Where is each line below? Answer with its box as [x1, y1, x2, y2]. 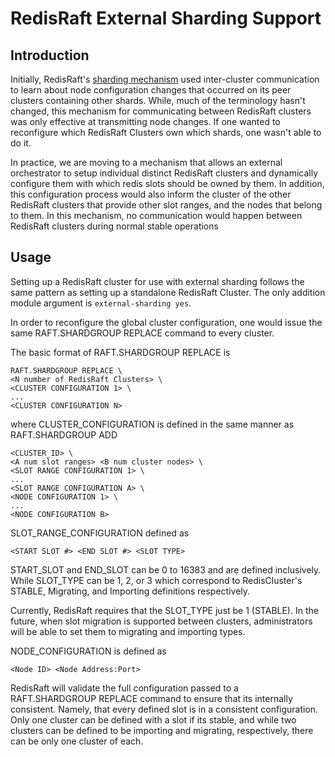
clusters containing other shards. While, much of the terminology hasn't [10, 95, 306, 106]
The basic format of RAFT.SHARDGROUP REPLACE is [10, 346, 231, 358]
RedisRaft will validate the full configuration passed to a [10, 682, 239, 694]
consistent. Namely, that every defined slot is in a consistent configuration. [10, 703, 319, 715]
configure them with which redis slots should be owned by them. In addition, [10, 178, 325, 189]
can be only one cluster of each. [10, 735, 144, 747]
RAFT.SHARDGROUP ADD [10, 428, 118, 441]
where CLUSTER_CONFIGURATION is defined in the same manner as [10, 418, 295, 430]
